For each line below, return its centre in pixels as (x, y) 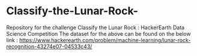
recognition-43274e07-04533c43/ (49, 46)
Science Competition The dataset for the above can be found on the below (98, 33)
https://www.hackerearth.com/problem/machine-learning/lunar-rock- (105, 40)
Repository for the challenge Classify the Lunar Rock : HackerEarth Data (95, 27)
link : (12, 40)
